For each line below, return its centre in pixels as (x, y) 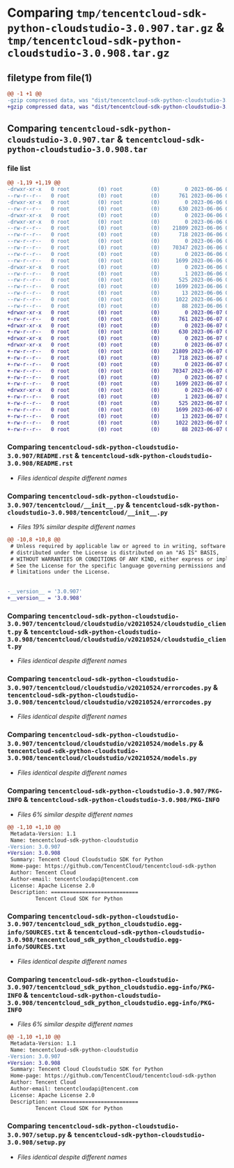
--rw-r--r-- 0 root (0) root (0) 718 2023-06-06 (115, 235)
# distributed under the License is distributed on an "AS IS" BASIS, (115, 552)
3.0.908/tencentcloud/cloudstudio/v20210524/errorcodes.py (109, 702)
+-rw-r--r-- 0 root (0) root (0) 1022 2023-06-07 (115, 423)
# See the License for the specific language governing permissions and (118, 566)
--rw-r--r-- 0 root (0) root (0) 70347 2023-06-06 (115, 248)
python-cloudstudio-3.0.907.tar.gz (110, 29)
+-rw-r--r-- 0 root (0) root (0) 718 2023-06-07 (115, 358)
